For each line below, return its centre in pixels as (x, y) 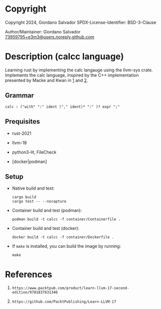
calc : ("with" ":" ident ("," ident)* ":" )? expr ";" (62, 107)
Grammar (20, 96)
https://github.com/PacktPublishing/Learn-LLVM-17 (64, 302)
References (29, 274)
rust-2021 (22, 133)
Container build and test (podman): (47, 211)
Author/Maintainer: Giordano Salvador (43, 32)
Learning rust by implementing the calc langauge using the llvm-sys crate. (79, 70)
